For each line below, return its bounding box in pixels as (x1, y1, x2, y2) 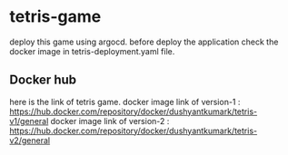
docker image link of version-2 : (50, 115, 170, 126)
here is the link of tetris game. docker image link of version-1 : (9, 96, 241, 107)
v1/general (9, 115, 49, 126)
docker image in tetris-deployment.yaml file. (9, 45, 175, 56)
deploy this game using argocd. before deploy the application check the (9, 36, 279, 47)
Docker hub (9, 73, 77, 88)
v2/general (9, 134, 51, 146)
